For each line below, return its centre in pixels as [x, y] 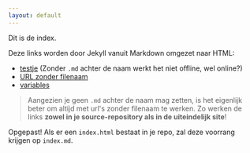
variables [34, 85]
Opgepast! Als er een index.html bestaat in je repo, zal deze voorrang [121, 132]
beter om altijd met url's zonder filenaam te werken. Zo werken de [134, 108]
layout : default [35, 15]
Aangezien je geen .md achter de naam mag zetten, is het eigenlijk [135, 100]
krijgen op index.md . [41, 140]
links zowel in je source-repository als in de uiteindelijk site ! [127, 117]
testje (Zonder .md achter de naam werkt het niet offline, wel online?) [131, 68]
